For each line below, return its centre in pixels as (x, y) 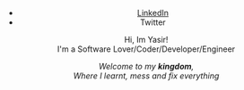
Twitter (153, 22)
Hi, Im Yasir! (146, 40)
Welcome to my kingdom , (146, 66)
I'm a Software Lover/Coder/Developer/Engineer (146, 49)
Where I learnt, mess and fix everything (146, 76)
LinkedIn (153, 13)
